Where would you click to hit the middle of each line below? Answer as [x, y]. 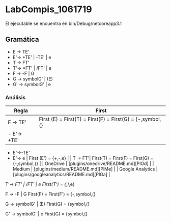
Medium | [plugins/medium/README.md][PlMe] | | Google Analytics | [85, 169]
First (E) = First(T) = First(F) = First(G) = [87, 119]
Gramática [22, 39]
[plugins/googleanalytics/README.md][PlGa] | [61, 175]
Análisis [16, 97]
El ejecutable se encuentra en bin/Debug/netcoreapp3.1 [64, 23]
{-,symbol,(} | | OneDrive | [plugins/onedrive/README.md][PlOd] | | [83, 163]
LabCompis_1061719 [49, 9]
